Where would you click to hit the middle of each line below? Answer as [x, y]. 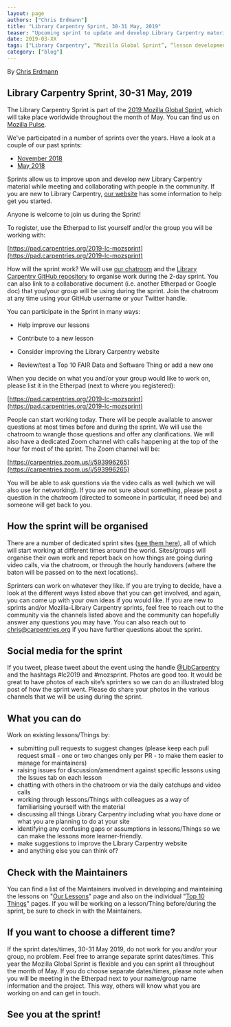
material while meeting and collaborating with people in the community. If [111, 186]
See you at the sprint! [54, 1015]
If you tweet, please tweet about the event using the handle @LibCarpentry [113, 668]
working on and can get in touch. [54, 993]
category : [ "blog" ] [35, 52]
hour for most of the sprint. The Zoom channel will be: [84, 449]
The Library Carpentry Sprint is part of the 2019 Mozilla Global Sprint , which [115, 109]
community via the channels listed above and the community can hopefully [113, 615]
